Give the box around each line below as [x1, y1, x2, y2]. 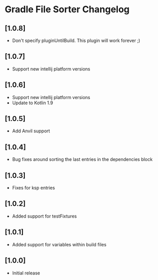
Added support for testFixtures [12, 213, 77, 219]
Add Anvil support [12, 128, 50, 134]
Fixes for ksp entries [12, 185, 55, 191]
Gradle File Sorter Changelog [5, 4, 130, 15]
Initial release [12, 270, 40, 276]
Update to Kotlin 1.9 [12, 100, 53, 106]
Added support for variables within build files [12, 241, 107, 247]
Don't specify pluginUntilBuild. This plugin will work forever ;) [12, 37, 141, 43]
